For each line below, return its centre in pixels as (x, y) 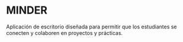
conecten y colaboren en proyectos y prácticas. (65, 33)
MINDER (27, 10)
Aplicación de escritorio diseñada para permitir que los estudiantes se (91, 27)
